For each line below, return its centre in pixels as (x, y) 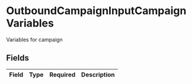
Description (98, 75)
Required (63, 75)
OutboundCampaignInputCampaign (96, 11)
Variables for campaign (35, 39)
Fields (18, 58)
